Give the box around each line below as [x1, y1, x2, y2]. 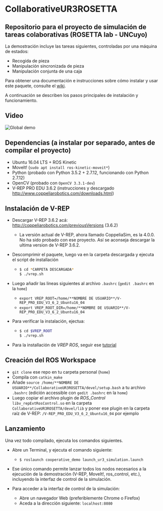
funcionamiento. [5, 97, 38, 103]
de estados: [5, 49, 29, 54]
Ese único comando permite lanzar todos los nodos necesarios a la [12, 466, 147, 472]
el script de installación [12, 257, 59, 263]
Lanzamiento [5, 425, 46, 433]
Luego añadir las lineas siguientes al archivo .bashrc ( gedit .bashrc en [12, 281, 154, 286]
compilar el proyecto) [5, 146, 71, 154]
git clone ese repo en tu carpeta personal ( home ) [12, 369, 110, 375]
